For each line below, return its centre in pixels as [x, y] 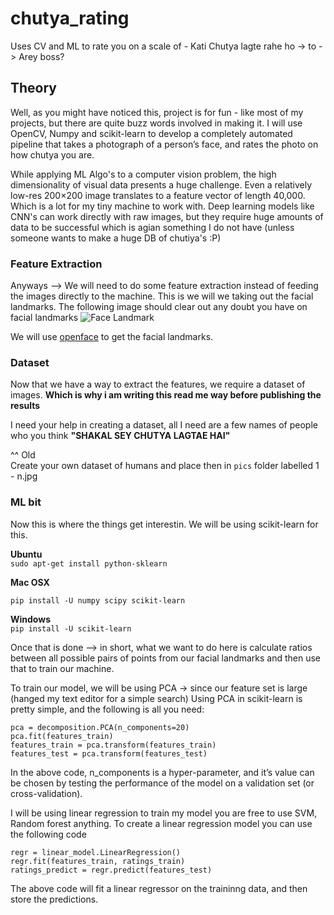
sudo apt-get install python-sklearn [89, 563]
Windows [30, 619]
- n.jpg [24, 476]
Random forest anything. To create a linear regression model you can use [161, 823]
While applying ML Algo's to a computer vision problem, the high [143, 174]
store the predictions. [54, 899]
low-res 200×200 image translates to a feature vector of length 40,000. [158, 195]
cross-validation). [46, 793]
